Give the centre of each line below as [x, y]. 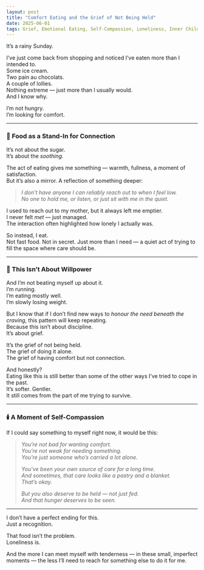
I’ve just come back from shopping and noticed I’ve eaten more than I [93, 58]
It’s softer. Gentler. [29, 388]
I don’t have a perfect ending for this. [53, 518]
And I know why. [27, 97]
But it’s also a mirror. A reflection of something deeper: [75, 180]
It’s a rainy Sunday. [30, 46]
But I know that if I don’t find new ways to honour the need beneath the [95, 314]
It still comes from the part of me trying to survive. [69, 395]
